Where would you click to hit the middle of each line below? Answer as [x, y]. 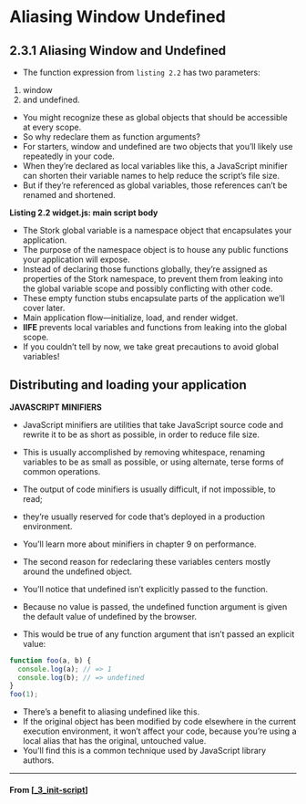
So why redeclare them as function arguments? [111, 137]
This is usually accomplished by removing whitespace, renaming [144, 452]
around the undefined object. [77, 571]
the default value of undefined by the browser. [110, 616]
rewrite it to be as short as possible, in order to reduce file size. [141, 434]
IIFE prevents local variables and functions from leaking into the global [154, 327]
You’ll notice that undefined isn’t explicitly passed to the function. [145, 589]
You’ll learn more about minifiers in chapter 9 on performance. [139, 544]
